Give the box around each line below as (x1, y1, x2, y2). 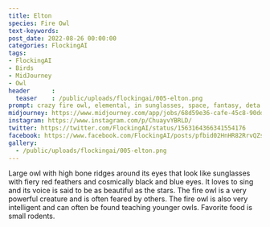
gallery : (8, 138, 38, 147)
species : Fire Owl (8, 19, 70, 27)
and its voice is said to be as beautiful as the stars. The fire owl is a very (8, 186, 247, 196)
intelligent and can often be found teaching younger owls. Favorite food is (8, 203, 253, 213)
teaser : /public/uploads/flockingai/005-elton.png (15, 94, 203, 102)
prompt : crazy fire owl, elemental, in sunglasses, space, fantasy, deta (8, 101, 261, 109)
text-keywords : (8, 27, 59, 35)
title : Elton (8, 11, 52, 20)
